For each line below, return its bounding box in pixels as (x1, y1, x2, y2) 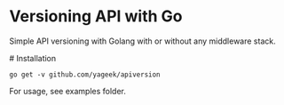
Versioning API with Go (9, 6, 183, 27)
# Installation (9, 52, 57, 63)
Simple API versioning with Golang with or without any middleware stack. (9, 36, 277, 46)
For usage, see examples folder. (9, 85, 126, 96)
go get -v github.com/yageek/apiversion (9, 69, 162, 79)
